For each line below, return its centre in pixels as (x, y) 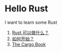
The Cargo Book (29, 44)
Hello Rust (26, 9)
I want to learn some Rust (31, 22)
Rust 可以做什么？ (30, 32)
